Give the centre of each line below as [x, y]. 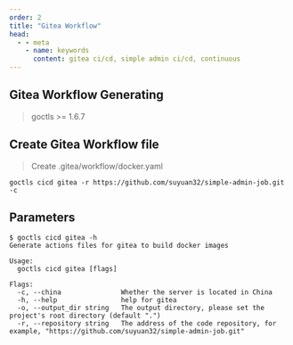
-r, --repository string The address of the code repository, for [147, 324]
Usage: [21, 261]
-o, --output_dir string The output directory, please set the [141, 308]
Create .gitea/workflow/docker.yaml [97, 166]
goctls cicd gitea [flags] [67, 269]
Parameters [42, 218]
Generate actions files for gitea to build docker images [119, 246]
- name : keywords [57, 51]
